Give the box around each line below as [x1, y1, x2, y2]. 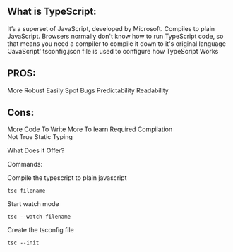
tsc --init [7, 239, 40, 246]
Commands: [7, 160, 43, 169]
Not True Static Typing [7, 133, 73, 141]
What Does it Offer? [7, 146, 65, 155]
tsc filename [7, 187, 46, 195]
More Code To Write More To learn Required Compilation [7, 125, 173, 133]
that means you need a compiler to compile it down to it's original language [7, 39, 226, 48]
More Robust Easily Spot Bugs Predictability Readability [7, 86, 169, 95]
